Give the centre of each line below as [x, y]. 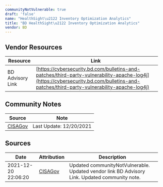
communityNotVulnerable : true [36, 9]
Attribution [51, 157]
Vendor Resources [34, 47]
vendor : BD [16, 28]
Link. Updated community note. [105, 177]
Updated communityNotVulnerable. [110, 165]
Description [113, 157]
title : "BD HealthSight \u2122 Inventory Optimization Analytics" [72, 23]
